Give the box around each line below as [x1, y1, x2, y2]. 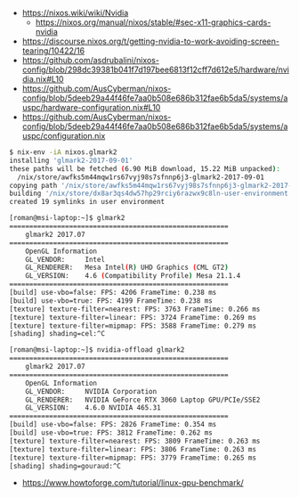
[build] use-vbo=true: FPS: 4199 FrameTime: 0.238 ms [9, 296, 214, 306]
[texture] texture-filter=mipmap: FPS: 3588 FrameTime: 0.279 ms [9, 321, 256, 330]
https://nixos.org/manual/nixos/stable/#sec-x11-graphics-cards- [35, 17, 271, 28]
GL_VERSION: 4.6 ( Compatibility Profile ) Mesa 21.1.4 [25, 272, 241, 281]
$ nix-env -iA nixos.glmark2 [9, 148, 117, 157]
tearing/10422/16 [21, 45, 85, 56]
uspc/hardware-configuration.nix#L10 [21, 102, 161, 112]
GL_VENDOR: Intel [25, 255, 105, 264]
